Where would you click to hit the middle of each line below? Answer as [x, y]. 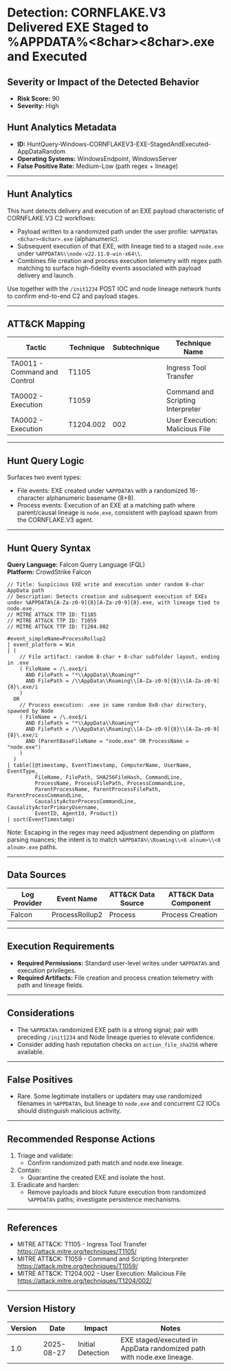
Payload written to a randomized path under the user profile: [103, 231]
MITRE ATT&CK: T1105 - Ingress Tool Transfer [82, 1244]
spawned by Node [30, 711]
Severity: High [38, 106]
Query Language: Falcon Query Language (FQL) [76, 565]
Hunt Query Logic [46, 460]
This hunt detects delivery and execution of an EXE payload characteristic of [115, 211]
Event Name [77, 899]
